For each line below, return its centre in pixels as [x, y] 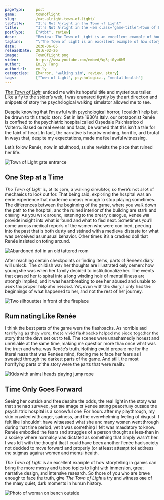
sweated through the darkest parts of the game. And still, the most [72, 359]
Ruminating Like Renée [41, 316]
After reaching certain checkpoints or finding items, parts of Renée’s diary [79, 260]
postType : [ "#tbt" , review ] [38, 32]
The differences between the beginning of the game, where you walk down [81, 205]
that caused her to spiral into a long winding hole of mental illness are [75, 276]
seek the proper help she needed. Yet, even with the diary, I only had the [78, 286]
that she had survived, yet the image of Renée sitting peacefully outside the [81, 406]
